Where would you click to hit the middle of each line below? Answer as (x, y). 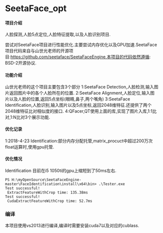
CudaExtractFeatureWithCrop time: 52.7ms (50, 201)
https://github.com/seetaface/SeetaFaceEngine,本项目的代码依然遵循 (80, 57)
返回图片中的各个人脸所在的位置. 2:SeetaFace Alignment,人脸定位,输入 (80, 93)
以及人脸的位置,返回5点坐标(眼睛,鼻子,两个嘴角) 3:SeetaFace (70, 99)
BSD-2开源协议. (21, 63)
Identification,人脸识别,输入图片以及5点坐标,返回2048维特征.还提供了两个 (78, 105)
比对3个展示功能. (33, 117)
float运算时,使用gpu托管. (30, 147)
